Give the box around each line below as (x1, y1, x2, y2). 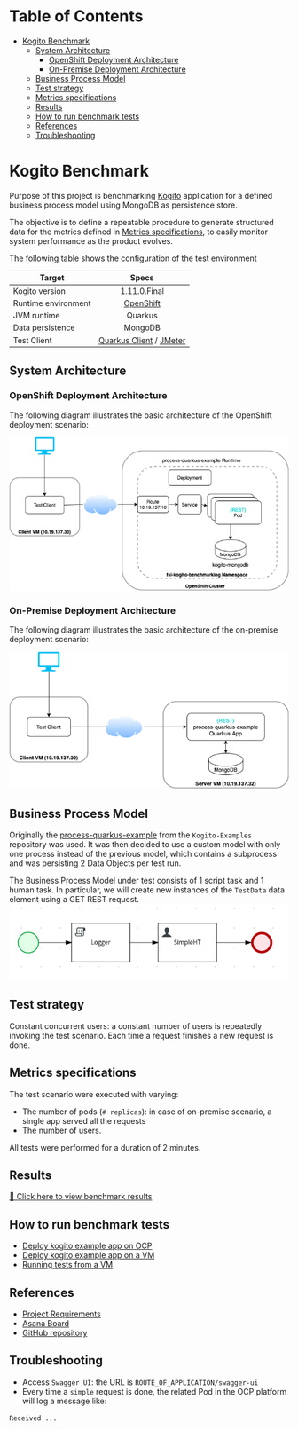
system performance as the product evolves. (9, 235, 173, 246)
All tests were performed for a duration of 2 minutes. (9, 1142, 201, 1152)
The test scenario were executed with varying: (9, 1088, 179, 1099)
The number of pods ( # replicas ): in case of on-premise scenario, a (21, 1106, 272, 1117)
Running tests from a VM (21, 1260, 114, 1270)
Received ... (9, 1413, 58, 1423)
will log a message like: (21, 1395, 107, 1406)
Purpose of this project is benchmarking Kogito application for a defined (9, 190, 273, 200)
